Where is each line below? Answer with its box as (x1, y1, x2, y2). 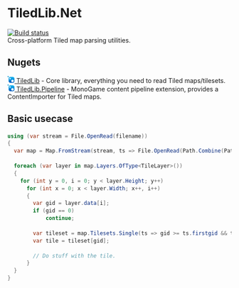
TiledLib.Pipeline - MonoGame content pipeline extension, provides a (16, 84, 219, 93)
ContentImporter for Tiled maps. (7, 92, 102, 101)
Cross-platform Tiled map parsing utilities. (7, 35, 131, 44)
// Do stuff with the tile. (33, 252, 116, 260)
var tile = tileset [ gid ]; (33, 237, 110, 244)
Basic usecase (7, 113, 73, 125)
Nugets (7, 57, 41, 69)
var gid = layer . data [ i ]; (33, 200, 110, 207)
